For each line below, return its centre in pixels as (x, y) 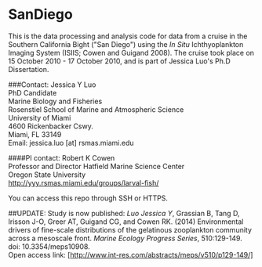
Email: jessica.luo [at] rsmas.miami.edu (71, 143)
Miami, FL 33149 (35, 134)
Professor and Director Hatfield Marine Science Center (96, 166)
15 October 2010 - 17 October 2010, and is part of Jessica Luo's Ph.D (120, 61)
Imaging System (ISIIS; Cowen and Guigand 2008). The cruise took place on (131, 52)
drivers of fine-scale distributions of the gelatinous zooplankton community (130, 229)
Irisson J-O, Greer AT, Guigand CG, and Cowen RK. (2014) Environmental (126, 222)
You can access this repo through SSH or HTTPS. (88, 198)
